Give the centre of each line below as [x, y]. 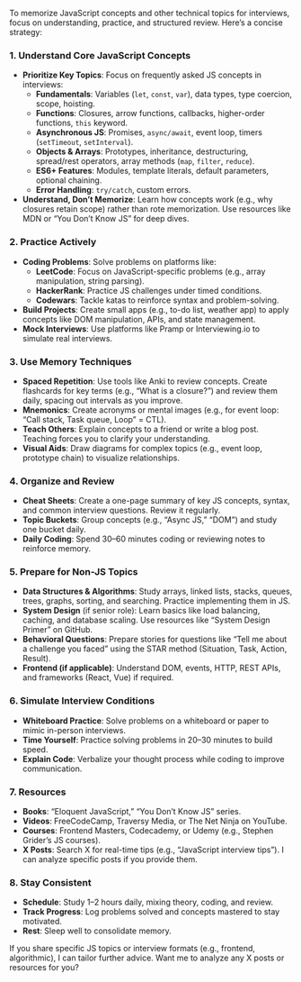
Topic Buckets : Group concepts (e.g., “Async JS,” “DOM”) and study [150, 520]
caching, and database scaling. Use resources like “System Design [146, 620]
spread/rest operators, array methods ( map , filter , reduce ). [145, 161]
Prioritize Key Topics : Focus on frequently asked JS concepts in [142, 75]
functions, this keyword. [82, 123]
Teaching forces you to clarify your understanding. [116, 438]
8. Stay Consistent [50, 882]
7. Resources [38, 792]
